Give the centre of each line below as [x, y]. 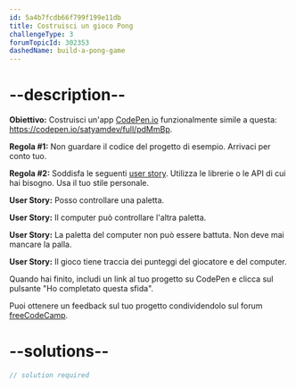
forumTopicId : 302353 [49, 42]
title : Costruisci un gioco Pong [71, 26]
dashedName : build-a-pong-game [67, 51]
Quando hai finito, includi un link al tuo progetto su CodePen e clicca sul [141, 279]
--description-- [68, 95]
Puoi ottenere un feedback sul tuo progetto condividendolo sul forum [136, 306]
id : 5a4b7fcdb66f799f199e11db [66, 17]
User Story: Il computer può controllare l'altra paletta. [108, 218]
